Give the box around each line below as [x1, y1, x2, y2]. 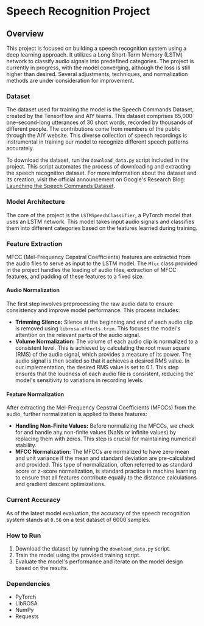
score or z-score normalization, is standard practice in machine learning [15, 467, 197, 475]
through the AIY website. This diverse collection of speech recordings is [6, 132, 188, 139]
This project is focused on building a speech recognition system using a [6, 44, 187, 52]
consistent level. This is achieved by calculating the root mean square [15, 344, 190, 352]
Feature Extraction [6, 239, 63, 248]
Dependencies [6, 579, 51, 588]
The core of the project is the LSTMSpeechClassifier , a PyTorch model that [6, 211, 192, 218]
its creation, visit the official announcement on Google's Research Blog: [6, 176, 186, 183]
